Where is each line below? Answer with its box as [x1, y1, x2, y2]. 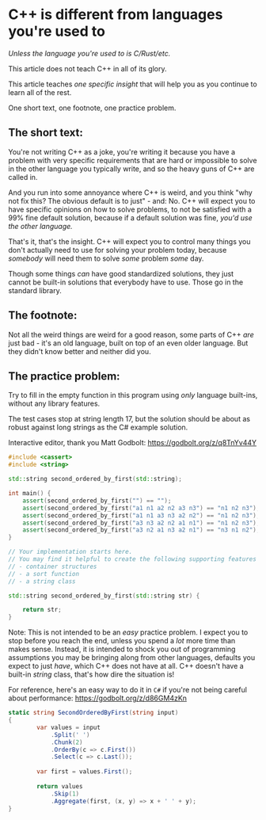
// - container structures [8, 563, 97, 570]
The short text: [8, 126, 83, 139]
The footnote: [8, 309, 78, 322]
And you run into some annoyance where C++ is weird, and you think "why [8, 188, 253, 197]
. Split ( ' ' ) [50, 730, 90, 738]
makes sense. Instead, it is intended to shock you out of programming [8, 644, 236, 654]
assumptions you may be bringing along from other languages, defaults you [8, 653, 256, 662]
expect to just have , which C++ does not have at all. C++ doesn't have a [8, 662, 244, 671]
